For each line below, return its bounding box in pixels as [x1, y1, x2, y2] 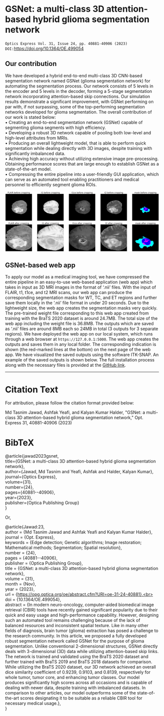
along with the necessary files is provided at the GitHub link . [5, 362, 126, 368]
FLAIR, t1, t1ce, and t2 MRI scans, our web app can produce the [5, 290, 133, 295]
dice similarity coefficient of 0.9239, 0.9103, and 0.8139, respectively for [5, 669, 151, 675]
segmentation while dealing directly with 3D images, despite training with [5, 145, 152, 151]
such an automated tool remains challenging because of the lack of [5, 617, 141, 623]
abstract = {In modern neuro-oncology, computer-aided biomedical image [5, 602, 154, 608]
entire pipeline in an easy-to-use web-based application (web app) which [5, 279, 153, 285]
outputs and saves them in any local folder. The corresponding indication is [5, 341, 156, 347]
